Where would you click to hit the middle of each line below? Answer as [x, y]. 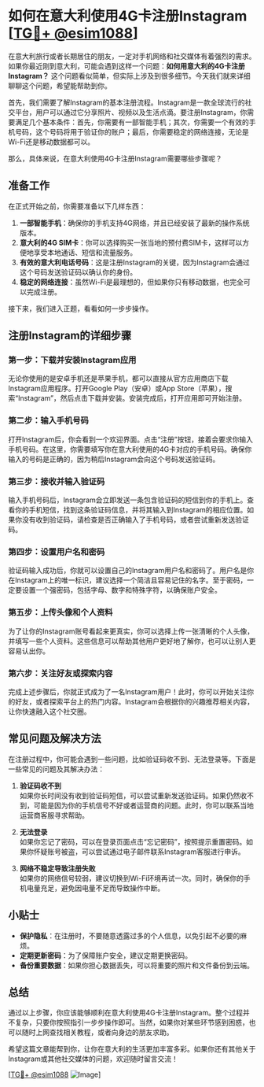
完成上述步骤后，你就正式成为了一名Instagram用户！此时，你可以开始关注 [128, 691]
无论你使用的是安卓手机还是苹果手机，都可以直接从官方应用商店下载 [118, 379]
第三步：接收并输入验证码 [57, 481]
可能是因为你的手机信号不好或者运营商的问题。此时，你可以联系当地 [143, 805]
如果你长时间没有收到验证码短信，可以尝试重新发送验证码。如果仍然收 [133, 795]
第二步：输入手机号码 [48, 420]
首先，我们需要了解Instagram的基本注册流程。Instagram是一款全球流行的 [126, 102]
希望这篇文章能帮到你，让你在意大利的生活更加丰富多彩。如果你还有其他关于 [132, 1049]
